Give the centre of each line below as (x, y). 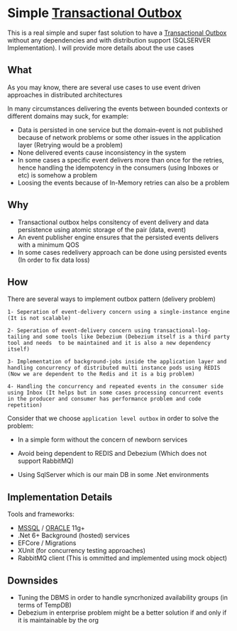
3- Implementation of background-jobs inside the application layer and (117, 362)
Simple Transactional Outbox (95, 13)
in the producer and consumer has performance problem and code (104, 399)
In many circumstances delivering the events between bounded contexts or (118, 109)
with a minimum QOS (48, 245)
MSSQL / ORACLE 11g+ (51, 528)
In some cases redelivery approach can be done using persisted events (122, 252)
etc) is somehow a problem (57, 175)
